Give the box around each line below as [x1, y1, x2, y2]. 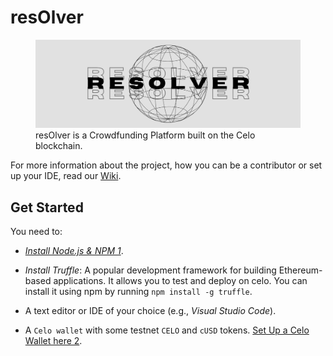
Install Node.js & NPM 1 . [24, 244, 124, 256]
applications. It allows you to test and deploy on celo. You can [53, 274, 308, 286]
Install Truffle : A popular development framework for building [24, 264, 277, 276]
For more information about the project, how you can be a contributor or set [10, 159, 323, 171]
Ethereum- [278, 264, 323, 276]
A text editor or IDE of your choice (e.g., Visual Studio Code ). [24, 304, 277, 316]
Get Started [10, 199, 84, 216]
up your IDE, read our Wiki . [10, 170, 122, 182]
